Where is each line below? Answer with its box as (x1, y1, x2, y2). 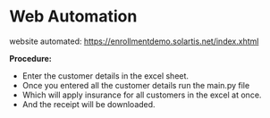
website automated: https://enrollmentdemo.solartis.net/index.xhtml (9, 36, 259, 46)
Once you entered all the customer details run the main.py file (21, 80, 250, 90)
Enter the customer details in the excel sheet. (21, 70, 190, 81)
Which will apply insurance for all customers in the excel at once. (21, 89, 262, 100)
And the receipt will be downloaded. (21, 98, 156, 109)
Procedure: (9, 53, 52, 63)
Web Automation (9, 6, 138, 27)
